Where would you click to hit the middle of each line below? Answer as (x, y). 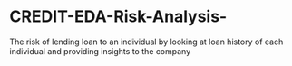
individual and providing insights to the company (100, 51)
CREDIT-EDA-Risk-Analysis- (118, 17)
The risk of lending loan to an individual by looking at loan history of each (146, 42)
